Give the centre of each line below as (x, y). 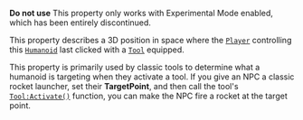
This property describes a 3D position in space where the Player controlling (151, 40)
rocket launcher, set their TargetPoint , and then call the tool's (124, 86)
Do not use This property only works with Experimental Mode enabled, (142, 13)
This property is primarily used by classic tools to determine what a (135, 67)
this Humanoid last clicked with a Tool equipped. (97, 50)
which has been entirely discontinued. (80, 23)
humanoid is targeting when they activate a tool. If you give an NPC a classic (152, 77)
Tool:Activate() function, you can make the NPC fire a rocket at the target (148, 96)
